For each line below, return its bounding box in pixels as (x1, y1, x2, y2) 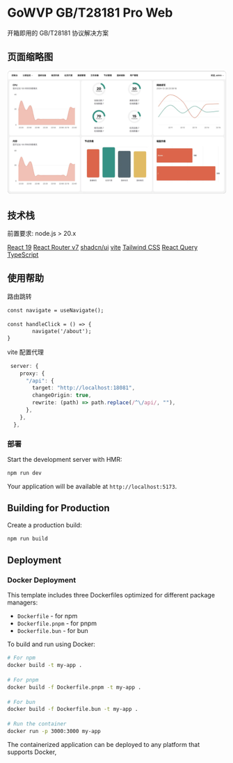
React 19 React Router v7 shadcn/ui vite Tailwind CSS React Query (7, 243, 198, 252)
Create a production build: (7, 520, 82, 529)
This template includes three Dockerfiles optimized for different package (7, 591, 216, 600)
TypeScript (7, 250, 39, 259)
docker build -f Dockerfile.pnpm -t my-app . (7, 684, 141, 691)
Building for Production (7, 502, 110, 514)
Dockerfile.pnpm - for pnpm (17, 619, 97, 627)
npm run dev (7, 469, 42, 477)
